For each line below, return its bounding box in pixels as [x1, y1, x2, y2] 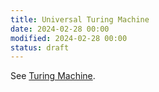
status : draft [10, 42, 70, 53]
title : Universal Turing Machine [10, 14, 150, 25]
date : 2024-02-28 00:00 [10, 24, 110, 34]
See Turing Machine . [10, 70, 96, 82]
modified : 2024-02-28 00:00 [10, 33, 128, 43]
